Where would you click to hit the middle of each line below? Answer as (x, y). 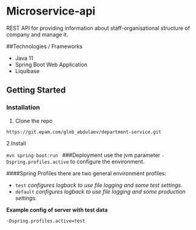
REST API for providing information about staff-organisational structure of (98, 28)
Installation (23, 108)
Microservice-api (51, 11)
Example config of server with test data (57, 210)
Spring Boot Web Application (51, 64)
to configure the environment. (107, 161)
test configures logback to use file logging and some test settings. (99, 185)
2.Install (16, 143)
